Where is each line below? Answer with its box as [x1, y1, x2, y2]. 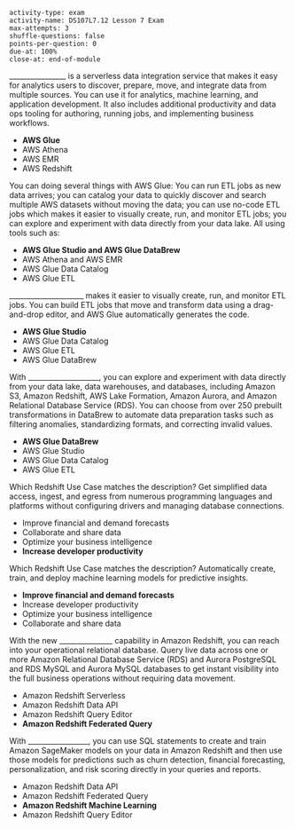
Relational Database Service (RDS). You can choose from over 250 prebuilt [9, 400, 283, 410]
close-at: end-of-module [9, 55, 101, 64]
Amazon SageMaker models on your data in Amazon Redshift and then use [9, 746, 283, 755]
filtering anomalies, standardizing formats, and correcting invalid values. [9, 419, 273, 430]
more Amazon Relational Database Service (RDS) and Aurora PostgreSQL [9, 654, 277, 665]
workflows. [9, 118, 50, 128]
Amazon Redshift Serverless [21, 691, 126, 700]
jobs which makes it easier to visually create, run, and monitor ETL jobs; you [9, 209, 287, 219]
